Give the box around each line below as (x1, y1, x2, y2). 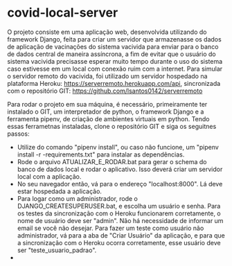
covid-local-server (7, 5, 118, 21)
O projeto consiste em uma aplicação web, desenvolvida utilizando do (7, 28, 207, 36)
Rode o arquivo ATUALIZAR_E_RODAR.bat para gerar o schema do (17, 157, 207, 166)
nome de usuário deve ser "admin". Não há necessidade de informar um (17, 216, 224, 224)
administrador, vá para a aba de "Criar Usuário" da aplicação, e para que (17, 231, 225, 240)
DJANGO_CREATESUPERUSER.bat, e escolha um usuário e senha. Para (17, 202, 221, 210)
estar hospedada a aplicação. (17, 187, 102, 195)
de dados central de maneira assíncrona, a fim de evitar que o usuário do (7, 50, 216, 58)
